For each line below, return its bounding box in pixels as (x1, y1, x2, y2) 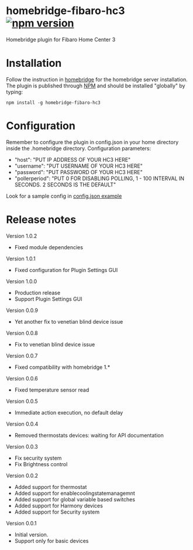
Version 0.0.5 (6, 398, 38, 405)
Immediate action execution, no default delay (14, 409, 123, 416)
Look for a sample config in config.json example (6, 192, 122, 199)
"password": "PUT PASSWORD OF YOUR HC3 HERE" (14, 168, 143, 175)
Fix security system (14, 454, 62, 461)
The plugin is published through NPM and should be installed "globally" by (6, 82, 185, 89)
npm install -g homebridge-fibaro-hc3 (6, 100, 101, 106)
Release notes (6, 213, 77, 226)
